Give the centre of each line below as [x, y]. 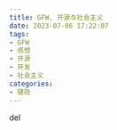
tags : [19, 34]
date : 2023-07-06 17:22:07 [59, 26]
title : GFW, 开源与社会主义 [56, 17]
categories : [31, 84]
